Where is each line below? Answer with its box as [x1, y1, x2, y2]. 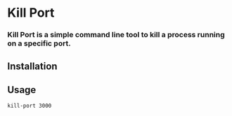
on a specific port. [7, 38, 72, 48]
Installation [7, 60, 58, 72]
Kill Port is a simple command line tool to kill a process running [7, 30, 225, 40]
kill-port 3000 [7, 103, 52, 110]
